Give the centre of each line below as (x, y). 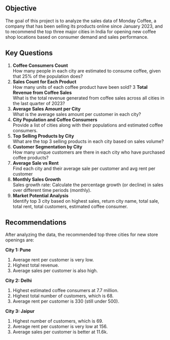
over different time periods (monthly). (52, 190)
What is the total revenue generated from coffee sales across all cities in (88, 98)
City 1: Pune (18, 250)
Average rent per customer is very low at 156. (60, 327)
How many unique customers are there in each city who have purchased (89, 152)
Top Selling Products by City (43, 136)
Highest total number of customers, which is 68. (63, 296)
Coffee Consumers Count (40, 65)
